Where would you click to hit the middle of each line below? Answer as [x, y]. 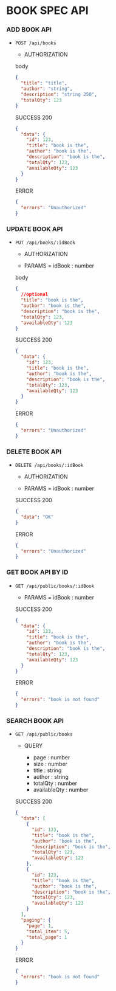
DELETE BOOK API [34, 452]
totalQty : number [55, 783]
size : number [50, 764]
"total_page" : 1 [47, 937]
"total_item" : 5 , [48, 931]
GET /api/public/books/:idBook [55, 586]
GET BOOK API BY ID [37, 572]
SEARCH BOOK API [35, 720]
